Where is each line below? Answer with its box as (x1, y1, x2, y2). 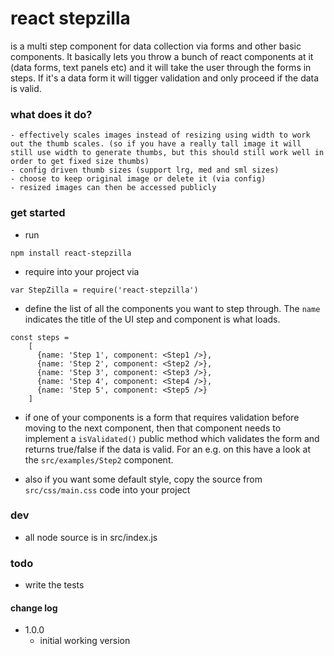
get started (10, 206, 66, 220)
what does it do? (10, 107, 93, 121)
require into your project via (24, 265, 140, 277)
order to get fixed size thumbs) (10, 157, 150, 167)
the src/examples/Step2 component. (24, 453, 174, 466)
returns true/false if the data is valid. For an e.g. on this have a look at (24, 443, 312, 455)
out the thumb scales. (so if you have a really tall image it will (10, 139, 302, 149)
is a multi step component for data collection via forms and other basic (10, 40, 302, 52)
